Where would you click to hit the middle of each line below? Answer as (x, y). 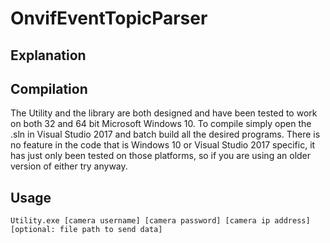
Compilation (49, 88)
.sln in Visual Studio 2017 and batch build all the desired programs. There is (165, 134)
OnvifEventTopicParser (109, 18)
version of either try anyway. (69, 166)
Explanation (48, 55)
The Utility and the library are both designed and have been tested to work (164, 113)
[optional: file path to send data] (86, 230)
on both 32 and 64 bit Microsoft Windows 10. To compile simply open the (161, 124)
